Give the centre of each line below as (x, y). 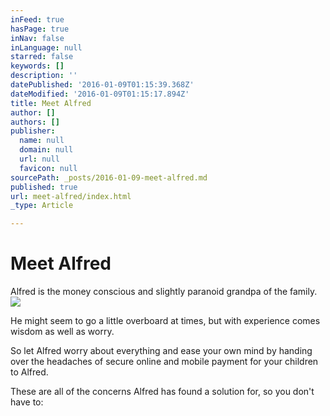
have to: (27, 402)
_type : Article (42, 206)
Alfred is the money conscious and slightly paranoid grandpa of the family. (164, 292)
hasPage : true (40, 29)
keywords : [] (37, 66)
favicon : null (48, 168)
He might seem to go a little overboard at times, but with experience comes (165, 321)
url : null (39, 159)
